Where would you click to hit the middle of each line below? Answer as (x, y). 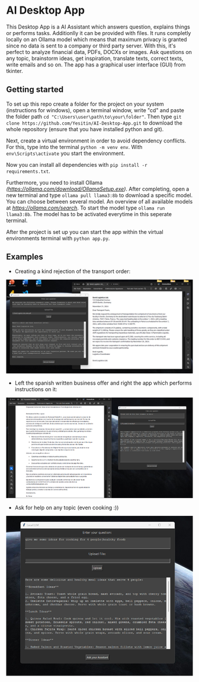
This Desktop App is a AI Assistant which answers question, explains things (98, 27)
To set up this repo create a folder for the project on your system (85, 104)
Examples (25, 257)
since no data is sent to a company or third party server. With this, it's (91, 46)
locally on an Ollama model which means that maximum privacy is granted (97, 39)
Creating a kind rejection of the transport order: (73, 271)
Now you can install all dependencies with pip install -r (77, 164)
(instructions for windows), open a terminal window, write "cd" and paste (95, 110)
